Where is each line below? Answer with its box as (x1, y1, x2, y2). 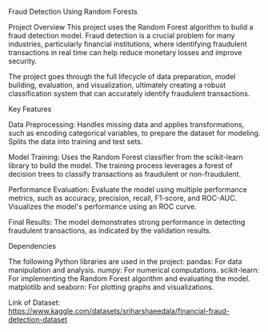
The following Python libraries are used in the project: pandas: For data (8, 257, 242, 266)
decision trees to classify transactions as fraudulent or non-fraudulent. (8, 170, 242, 178)
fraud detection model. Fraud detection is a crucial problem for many (8, 31, 235, 40)
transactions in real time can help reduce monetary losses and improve (8, 48, 242, 57)
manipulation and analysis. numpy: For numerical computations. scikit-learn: (8, 266, 260, 274)
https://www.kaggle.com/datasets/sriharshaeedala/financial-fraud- (8, 306, 230, 315)
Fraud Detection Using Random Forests (8, 7, 138, 16)
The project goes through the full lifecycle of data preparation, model (8, 72, 236, 81)
